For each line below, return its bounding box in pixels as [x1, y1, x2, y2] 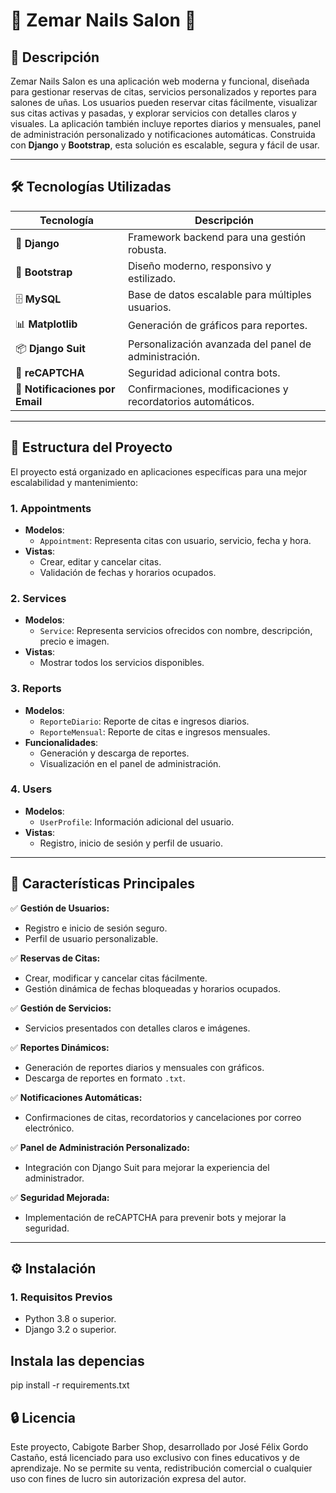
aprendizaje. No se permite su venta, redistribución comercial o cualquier [10, 1462, 313, 1474]
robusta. [127, 242, 167, 256]
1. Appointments [10, 501, 92, 515]
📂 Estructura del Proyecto [10, 439, 173, 456]
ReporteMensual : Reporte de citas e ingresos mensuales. [39, 725, 271, 738]
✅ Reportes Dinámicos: [10, 1041, 110, 1053]
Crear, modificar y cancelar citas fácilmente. [24, 972, 208, 984]
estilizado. [127, 271, 177, 285]
